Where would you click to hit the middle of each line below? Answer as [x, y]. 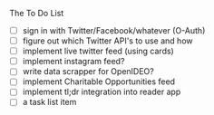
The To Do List [37, 13]
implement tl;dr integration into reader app [102, 92]
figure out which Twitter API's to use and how [107, 41]
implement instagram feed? [73, 62]
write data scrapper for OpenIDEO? [88, 72]
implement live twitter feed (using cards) [98, 51]
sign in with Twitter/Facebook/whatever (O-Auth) [114, 30]
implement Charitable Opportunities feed [98, 81]
